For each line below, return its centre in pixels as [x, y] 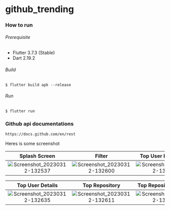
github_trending [40, 9]
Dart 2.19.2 [24, 58]
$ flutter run [20, 111]
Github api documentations [39, 124]
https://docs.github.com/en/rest [40, 134]
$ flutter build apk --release [38, 85]
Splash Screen [37, 156]
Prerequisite [18, 37]
